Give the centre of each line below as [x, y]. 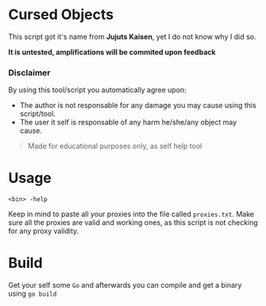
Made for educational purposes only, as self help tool [115, 146]
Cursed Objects [61, 15]
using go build [33, 294]
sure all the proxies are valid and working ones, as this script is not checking [133, 223]
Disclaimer [29, 72]
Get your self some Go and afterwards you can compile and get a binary [125, 285]
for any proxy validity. [44, 231]
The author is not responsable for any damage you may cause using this [138, 106]
